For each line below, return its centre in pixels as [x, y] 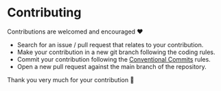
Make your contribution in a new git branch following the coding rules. [116, 52]
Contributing [44, 13]
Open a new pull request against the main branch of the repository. [112, 66]
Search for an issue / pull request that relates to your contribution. [110, 44]
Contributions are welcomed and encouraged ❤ [75, 31]
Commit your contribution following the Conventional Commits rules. [114, 59]
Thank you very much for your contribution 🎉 [71, 79]
